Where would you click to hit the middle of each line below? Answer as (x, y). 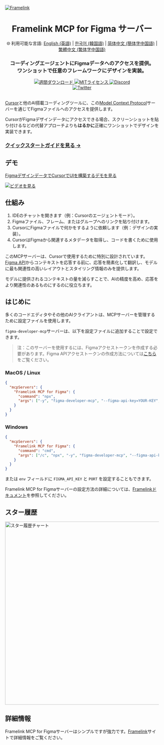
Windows (17, 427)
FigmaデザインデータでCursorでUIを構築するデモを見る (61, 175)
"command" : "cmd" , (37, 451)
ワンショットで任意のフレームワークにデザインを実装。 (82, 70)
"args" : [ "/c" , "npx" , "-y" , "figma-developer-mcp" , (73, 455)
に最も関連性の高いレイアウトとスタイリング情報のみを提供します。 (73, 269)
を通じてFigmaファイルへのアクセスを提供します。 (64, 109)
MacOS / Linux (23, 372)
